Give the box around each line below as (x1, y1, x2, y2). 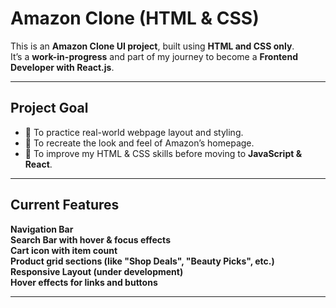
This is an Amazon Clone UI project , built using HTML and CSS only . (10, 40, 295, 52)
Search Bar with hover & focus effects (10, 233, 171, 246)
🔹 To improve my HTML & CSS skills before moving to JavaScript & (24, 147, 303, 159)
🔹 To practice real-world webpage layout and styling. (24, 126, 244, 138)
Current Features (10, 197, 120, 214)
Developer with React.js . (10, 61, 115, 73)
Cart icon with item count (10, 244, 118, 256)
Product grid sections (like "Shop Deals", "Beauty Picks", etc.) (10, 255, 275, 267)
